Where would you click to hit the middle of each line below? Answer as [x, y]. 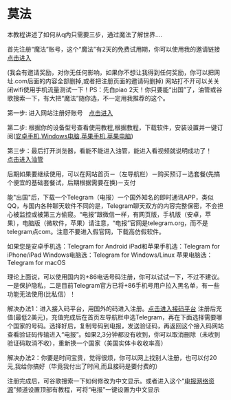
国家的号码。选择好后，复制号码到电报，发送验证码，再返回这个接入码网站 [118, 326]
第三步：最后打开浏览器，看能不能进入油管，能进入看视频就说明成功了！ [109, 150]
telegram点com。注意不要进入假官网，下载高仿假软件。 [86, 231]
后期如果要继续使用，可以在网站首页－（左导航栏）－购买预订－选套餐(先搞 [114, 173]
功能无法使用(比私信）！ [42, 294]
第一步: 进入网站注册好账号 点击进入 [60, 113]
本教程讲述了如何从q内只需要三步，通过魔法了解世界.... [85, 34]
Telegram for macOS [36, 262]
